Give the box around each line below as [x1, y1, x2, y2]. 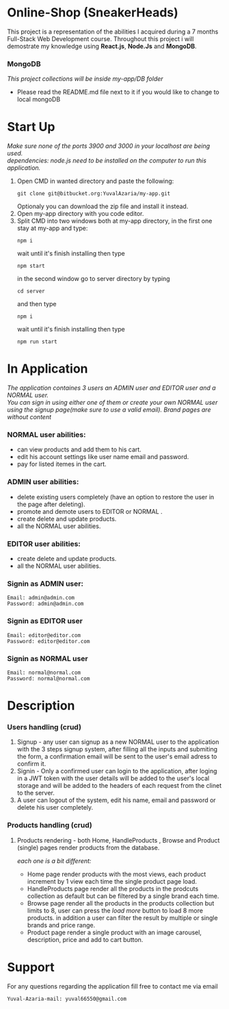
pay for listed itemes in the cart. [16, 460, 107, 469]
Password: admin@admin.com [7, 601, 84, 608]
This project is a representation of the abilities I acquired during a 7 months [7, 27, 219, 36]
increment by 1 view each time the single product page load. [27, 877, 197, 885]
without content [7, 413, 52, 421]
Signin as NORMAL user [7, 653, 88, 663]
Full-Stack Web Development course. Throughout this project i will [7, 34, 194, 42]
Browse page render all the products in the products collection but [27, 899, 215, 907]
